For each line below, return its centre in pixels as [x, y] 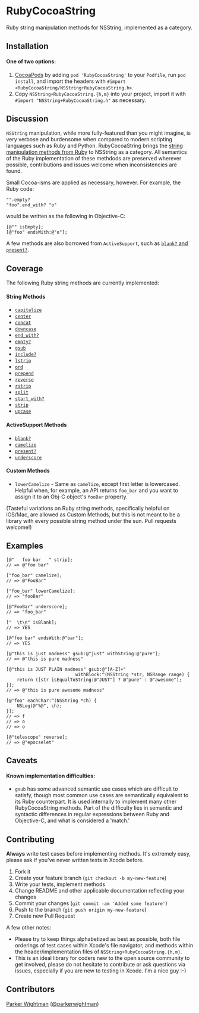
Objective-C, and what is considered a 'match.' [72, 820]
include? [26, 355]
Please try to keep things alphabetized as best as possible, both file [97, 939]
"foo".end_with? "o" [32, 205]
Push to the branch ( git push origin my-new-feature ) [80, 909]
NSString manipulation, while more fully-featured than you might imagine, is [99, 133]
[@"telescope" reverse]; [37, 737]
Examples [25, 546]
